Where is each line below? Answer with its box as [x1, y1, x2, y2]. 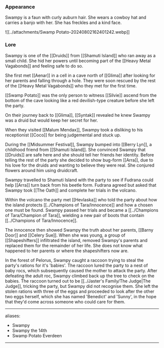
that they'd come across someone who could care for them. [5, 299, 125, 304]
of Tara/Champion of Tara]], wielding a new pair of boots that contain [5, 212, 144, 218]
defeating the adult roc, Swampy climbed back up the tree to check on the [5, 273, 155, 279]
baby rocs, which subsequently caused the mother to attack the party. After [5, 267, 158, 273]
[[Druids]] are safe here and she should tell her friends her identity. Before [5, 152, 154, 157]
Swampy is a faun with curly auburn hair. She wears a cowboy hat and [5, 15, 146, 21]
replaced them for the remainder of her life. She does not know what [5, 242, 143, 248]
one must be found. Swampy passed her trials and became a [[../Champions [5, 207, 159, 213]
